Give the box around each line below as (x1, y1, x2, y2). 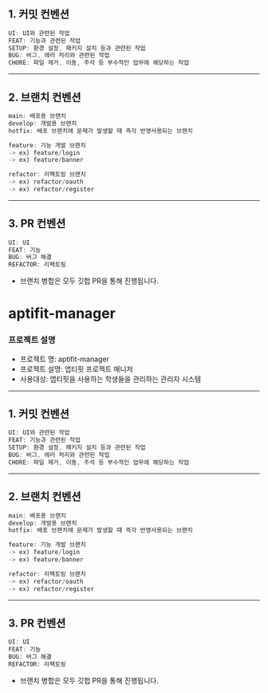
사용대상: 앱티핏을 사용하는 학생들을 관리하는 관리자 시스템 (19, 374, 202, 384)
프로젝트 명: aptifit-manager (19, 354, 110, 364)
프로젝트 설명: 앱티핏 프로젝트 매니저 (19, 364, 133, 373)
